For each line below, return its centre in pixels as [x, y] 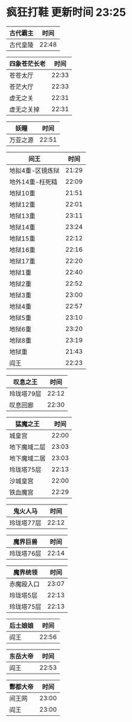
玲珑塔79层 [25, 393]
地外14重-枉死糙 [33, 182]
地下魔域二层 [28, 446]
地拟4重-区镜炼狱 [34, 170]
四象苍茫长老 [28, 63]
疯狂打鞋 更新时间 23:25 [66, 12]
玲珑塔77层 [25, 523]
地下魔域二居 [28, 458]
